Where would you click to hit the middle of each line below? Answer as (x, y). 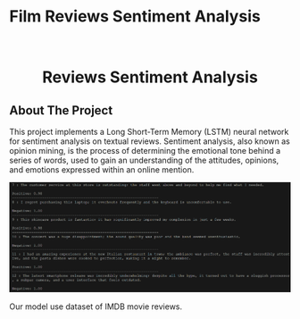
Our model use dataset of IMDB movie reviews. (96, 306)
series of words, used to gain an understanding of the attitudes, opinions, (144, 160)
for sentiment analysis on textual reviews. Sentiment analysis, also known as (150, 141)
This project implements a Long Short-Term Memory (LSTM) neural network (149, 131)
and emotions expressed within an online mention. (102, 169)
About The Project (61, 110)
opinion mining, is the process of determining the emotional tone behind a (145, 150)
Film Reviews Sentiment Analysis (135, 17)
